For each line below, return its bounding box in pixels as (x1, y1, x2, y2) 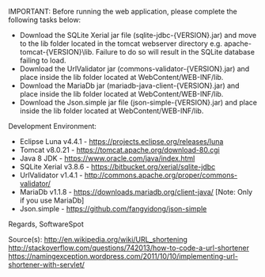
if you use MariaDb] (19, 195, 85, 205)
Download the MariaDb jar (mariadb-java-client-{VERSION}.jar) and (19, 81, 240, 90)
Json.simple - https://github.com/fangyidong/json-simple (19, 204, 207, 213)
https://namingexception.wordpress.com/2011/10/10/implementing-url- (8, 252, 239, 260)
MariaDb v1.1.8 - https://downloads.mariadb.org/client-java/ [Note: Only (19, 188, 253, 196)
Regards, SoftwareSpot (8, 219, 85, 229)
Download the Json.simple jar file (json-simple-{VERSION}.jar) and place (19, 98, 257, 107)
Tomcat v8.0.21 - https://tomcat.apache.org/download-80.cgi (19, 146, 220, 154)
